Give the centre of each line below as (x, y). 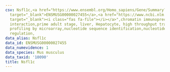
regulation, (23, 33)
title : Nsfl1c (20, 62)
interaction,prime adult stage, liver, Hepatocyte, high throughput (83, 24)
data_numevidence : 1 (27, 48)
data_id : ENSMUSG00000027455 (36, 43)
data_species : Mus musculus (35, 52)
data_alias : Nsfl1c (26, 39)
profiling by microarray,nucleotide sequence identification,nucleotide (88, 29)
